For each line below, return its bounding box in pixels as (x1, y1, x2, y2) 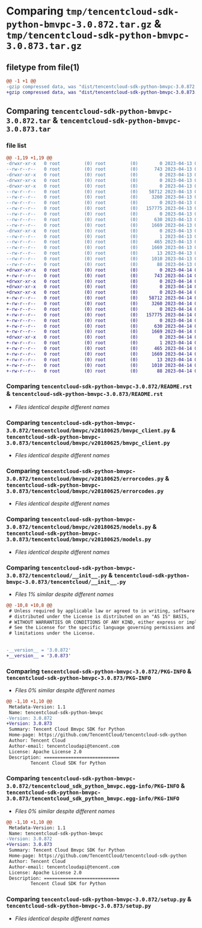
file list (6, 141, 27, 149)
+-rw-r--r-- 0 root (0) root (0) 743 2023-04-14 (6, 272, 192, 278)
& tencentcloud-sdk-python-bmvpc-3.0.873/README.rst (6, 390, 164, 398)
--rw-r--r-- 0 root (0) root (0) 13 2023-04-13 (6, 250, 192, 257)
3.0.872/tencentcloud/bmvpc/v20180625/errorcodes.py (6, 475, 164, 482)
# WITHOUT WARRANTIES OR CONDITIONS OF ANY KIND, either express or (8, 619, 185, 625)
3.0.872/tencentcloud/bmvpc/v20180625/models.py (6, 524, 151, 531)
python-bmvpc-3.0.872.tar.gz (6, 19, 152, 31)
